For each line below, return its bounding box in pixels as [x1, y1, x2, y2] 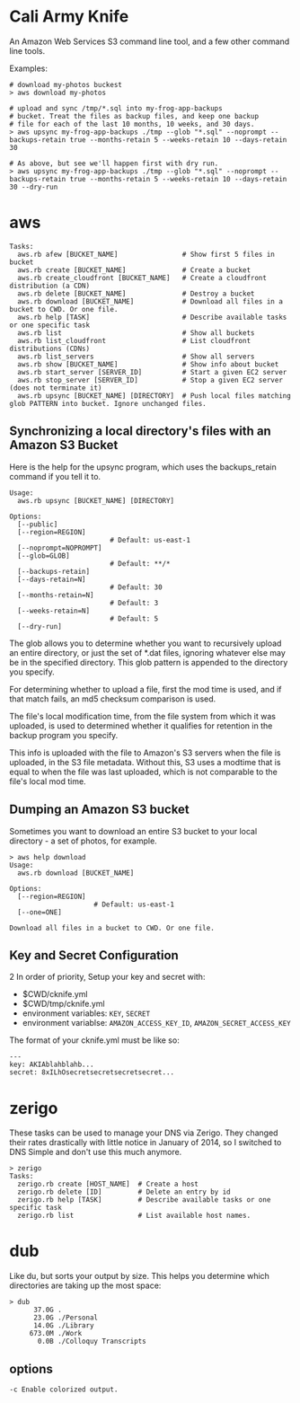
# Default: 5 [109, 613, 159, 623]
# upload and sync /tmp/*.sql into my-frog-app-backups [9, 103, 223, 113]
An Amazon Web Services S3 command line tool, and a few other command [9, 36, 290, 47]
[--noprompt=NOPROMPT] [17, 543, 102, 552]
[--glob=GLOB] [17, 551, 70, 560]
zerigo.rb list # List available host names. [17, 1211, 251, 1221]
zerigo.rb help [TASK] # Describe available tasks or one [17, 1196, 271, 1204]
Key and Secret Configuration [9, 948, 180, 963]
